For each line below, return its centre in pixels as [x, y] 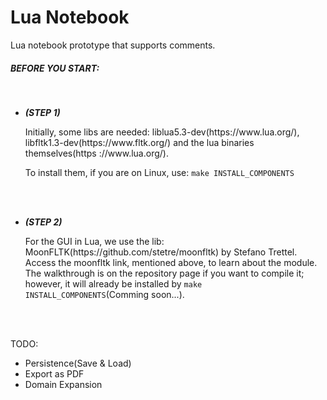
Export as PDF [54, 373]
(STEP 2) [43, 222]
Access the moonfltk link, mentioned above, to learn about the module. [171, 262]
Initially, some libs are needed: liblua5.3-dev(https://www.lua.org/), [162, 132]
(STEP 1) [42, 112]
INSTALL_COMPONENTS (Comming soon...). [104, 294]
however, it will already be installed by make [113, 283]
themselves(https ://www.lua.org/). [96, 153]
